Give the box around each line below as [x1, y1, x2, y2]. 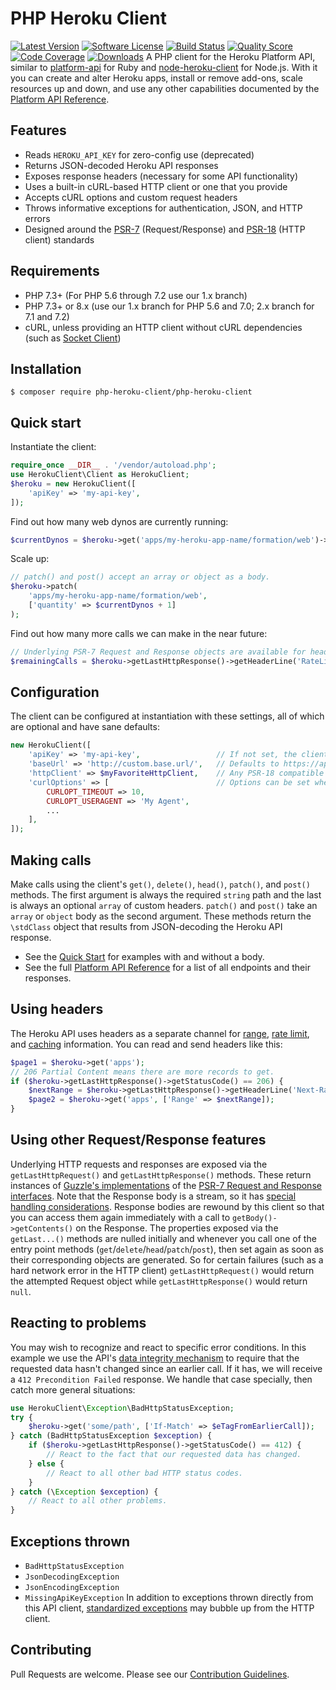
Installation [10, 360, 82, 377]
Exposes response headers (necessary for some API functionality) [24, 170, 299, 182]
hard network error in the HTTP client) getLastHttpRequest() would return [10, 1264, 315, 1276]
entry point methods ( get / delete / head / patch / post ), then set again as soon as [10, 1243, 324, 1255]
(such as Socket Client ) [24, 332, 122, 344]
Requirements [10, 263, 100, 280]
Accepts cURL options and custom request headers [24, 191, 238, 203]
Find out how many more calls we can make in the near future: [10, 627, 268, 639]
